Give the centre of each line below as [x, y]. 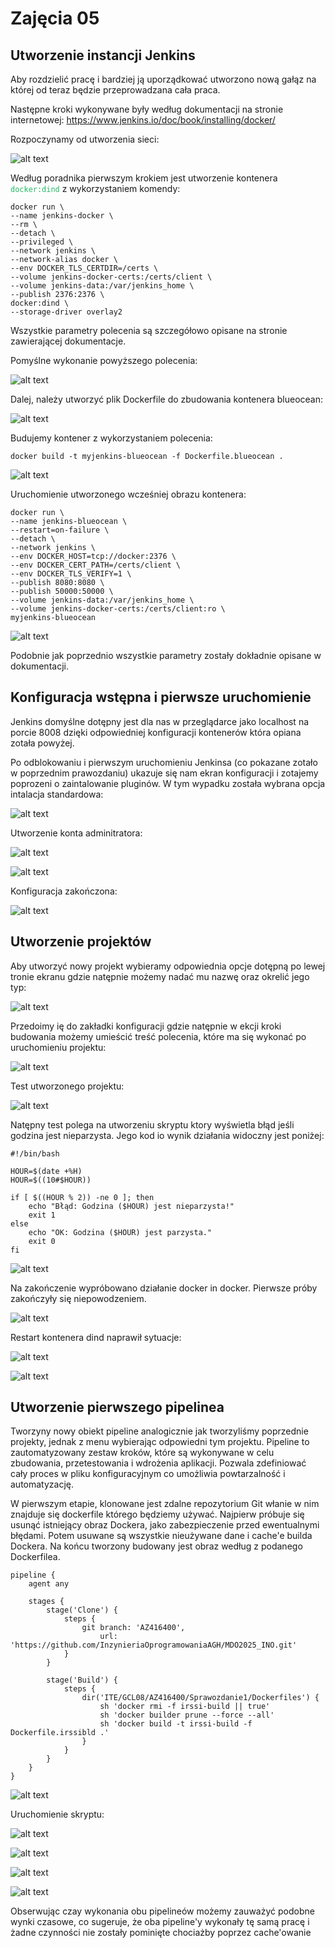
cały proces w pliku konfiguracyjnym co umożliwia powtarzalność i [148, 1474]
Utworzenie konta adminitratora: [76, 833]
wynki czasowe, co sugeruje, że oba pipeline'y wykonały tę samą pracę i [160, 1922]
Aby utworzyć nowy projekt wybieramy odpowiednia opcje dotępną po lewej [168, 966]
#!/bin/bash [35, 1153]
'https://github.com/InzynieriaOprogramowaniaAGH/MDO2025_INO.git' [154, 1645]
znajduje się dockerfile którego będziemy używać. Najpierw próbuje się [157, 1514]
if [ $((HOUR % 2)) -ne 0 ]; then [82, 1197]
